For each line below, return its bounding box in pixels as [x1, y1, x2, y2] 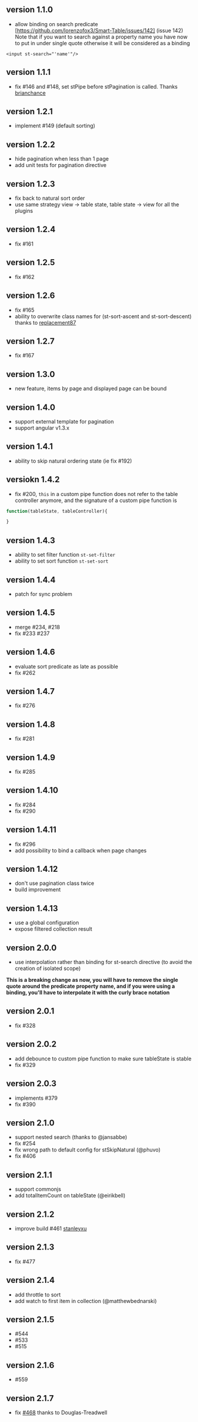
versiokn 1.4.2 [6, 475, 60, 485]
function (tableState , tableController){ [6, 508, 108, 514]
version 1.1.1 [6, 67, 51, 77]
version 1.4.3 [6, 535, 55, 545]
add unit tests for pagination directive [14, 162, 107, 169]
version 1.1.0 [6, 5, 54, 15]
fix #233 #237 [14, 630, 50, 637]
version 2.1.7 [6, 1393, 54, 1403]
